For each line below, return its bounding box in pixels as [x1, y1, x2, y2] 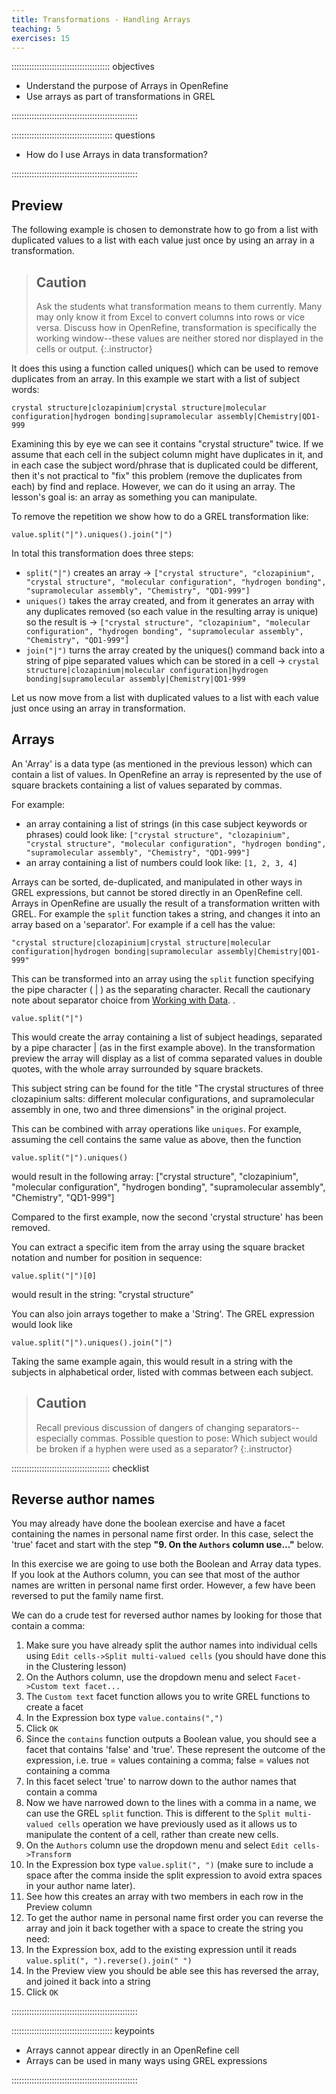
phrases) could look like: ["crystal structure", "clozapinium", [25, 828, 291, 840]
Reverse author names [11, 1491, 156, 1508]
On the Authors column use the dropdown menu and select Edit [25, 1839, 289, 1851]
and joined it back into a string [25, 1976, 151, 1988]
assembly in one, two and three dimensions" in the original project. [11, 1103, 287, 1115]
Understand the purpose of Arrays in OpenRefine [25, 80, 229, 92]
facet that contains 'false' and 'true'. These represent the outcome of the [25, 1744, 326, 1756]
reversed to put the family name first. [11, 1590, 164, 1602]
